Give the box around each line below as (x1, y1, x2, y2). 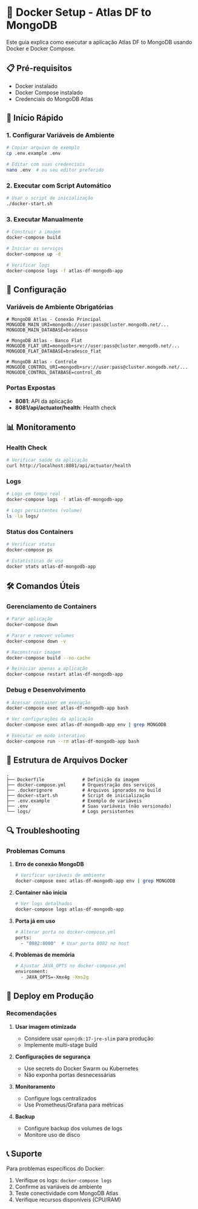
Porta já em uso (15, 917, 56, 924)
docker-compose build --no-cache (6, 655, 91, 661)
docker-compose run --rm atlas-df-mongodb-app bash (6, 738, 139, 744)
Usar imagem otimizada (15, 1023, 77, 1030)
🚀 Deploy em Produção (6, 991, 94, 1002)
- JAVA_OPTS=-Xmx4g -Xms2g (21, 974, 89, 980)
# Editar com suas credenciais (6, 161, 85, 167)
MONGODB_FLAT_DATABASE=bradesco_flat (6, 348, 102, 354)
